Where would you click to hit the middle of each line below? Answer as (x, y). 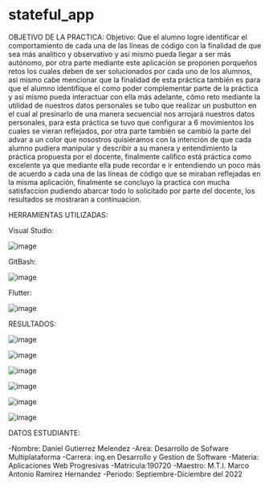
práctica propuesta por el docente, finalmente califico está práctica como (130, 156)
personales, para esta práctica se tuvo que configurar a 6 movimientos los (131, 122)
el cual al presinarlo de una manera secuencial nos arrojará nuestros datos (132, 113)
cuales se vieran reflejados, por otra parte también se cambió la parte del (130, 131)
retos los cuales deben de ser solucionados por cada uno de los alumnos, (130, 71)
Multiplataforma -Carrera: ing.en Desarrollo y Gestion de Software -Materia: (134, 456)
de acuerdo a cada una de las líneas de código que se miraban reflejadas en (134, 174)
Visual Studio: (31, 230)
